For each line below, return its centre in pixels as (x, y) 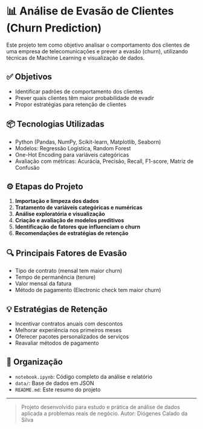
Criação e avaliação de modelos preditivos (69, 221)
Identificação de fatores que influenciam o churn (78, 227)
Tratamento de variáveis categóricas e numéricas (79, 208)
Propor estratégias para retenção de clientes (71, 104)
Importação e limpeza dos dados (57, 201)
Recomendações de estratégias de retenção (72, 233)
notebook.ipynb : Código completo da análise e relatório (84, 376)
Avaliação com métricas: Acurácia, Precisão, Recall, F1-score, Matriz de (104, 161)
